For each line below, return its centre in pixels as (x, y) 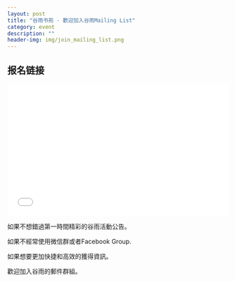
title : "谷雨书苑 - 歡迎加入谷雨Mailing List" (71, 20)
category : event (31, 27)
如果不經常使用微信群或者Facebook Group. (69, 241)
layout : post (26, 14)
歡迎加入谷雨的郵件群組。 (44, 271)
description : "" (31, 33)
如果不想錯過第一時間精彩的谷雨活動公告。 (69, 226)
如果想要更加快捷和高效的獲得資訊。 (60, 256)
